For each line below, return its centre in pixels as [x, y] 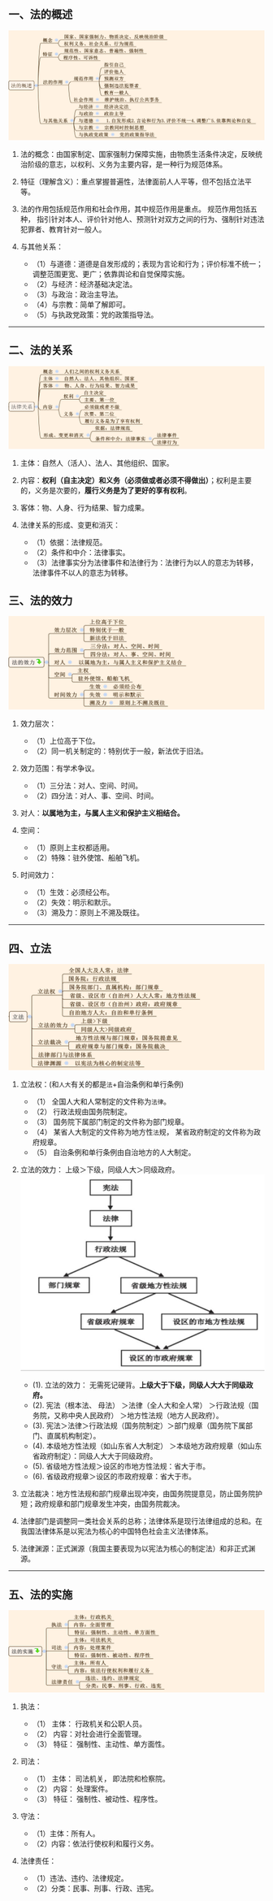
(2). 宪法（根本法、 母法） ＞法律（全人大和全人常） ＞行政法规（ [142, 1405]
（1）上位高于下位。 [66, 741]
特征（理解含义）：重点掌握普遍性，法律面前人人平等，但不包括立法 [132, 181]
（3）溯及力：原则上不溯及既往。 [88, 913]
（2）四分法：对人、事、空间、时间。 [95, 796]
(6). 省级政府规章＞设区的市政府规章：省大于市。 [114, 1477]
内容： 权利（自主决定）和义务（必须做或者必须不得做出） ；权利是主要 [136, 480]
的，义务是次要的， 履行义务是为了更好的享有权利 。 [106, 490]
